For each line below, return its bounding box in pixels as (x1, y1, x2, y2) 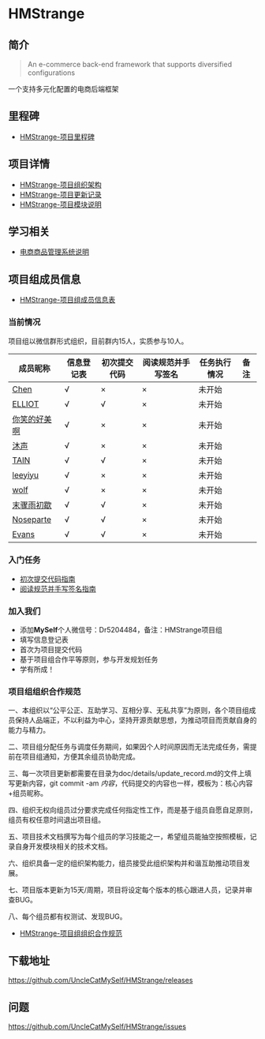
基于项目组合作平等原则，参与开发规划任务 (19, 655, 159, 664)
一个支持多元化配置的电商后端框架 (8, 84, 119, 93)
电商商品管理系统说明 (19, 247, 89, 257)
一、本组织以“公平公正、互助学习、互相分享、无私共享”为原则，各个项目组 (8, 706, 250, 715)
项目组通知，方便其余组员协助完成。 (21, 752, 140, 762)
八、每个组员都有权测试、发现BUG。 (8, 912, 128, 921)
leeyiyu (12, 469, 39, 480)
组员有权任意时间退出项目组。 (8, 815, 105, 825)
